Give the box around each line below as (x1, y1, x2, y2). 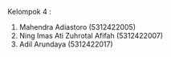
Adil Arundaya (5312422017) (18, 39, 113, 49)
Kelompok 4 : (7, 7, 51, 16)
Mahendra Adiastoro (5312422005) (18, 22, 136, 31)
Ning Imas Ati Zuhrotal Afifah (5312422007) (18, 31, 164, 40)
